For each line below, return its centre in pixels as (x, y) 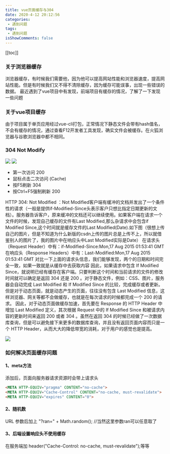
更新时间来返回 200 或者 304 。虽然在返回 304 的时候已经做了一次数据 (88, 316)
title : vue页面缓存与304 (30, 10)
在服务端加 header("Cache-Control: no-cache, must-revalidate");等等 (77, 446)
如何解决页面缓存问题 (31, 353)
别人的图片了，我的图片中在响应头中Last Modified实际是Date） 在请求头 (85, 240)
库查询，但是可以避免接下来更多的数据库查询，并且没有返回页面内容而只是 (83, 322)
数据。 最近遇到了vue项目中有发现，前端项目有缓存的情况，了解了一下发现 (83, 91)
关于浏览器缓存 (24, 66)
